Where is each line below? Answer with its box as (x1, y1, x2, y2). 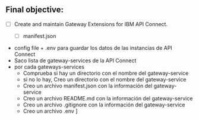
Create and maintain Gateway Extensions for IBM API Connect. (14, 20, 168, 27)
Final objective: (5, 5, 64, 15)
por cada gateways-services (14, 63, 84, 70)
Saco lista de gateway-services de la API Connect (14, 56, 137, 64)
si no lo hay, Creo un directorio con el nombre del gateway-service (23, 75, 187, 83)
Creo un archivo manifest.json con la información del (23, 82, 153, 89)
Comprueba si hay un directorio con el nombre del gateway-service (23, 70, 189, 77)
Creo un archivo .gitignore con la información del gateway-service (23, 101, 185, 108)
